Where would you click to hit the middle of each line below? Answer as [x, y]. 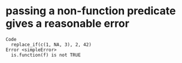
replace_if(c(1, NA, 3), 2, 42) [51, 45]
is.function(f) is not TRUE [46, 55]
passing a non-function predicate [91, 11]
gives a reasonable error [68, 23]
